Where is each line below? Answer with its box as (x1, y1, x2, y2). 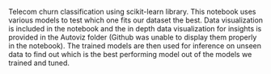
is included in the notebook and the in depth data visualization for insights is (8, 24, 262, 33)
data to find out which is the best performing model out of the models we (8, 50, 252, 59)
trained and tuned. (8, 58, 70, 68)
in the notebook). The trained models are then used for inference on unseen (8, 41, 261, 51)
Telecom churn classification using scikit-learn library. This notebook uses (8, 7, 256, 16)
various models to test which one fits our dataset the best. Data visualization (8, 15, 264, 25)
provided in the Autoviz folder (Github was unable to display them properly (8, 32, 257, 42)
